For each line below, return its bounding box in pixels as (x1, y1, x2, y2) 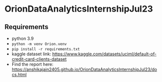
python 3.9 (11, 35, 34, 41)
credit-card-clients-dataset (11, 56, 67, 62)
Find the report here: (11, 62, 54, 67)
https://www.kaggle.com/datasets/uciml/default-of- (52, 51, 157, 57)
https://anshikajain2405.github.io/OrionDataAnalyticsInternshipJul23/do (11, 66, 157, 72)
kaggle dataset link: (11, 51, 51, 57)
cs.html (11, 72, 27, 77)
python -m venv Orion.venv (11, 42, 67, 47)
